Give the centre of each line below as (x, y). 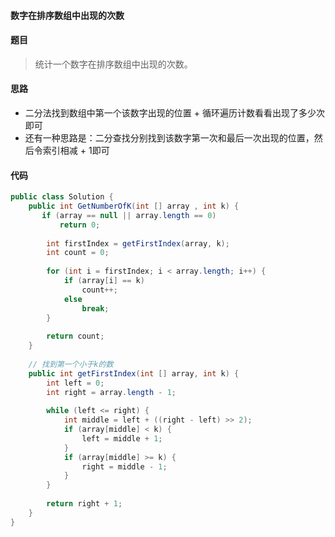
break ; (95, 308)
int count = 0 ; (78, 253)
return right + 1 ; (84, 504)
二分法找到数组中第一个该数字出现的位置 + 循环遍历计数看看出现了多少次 (174, 113)
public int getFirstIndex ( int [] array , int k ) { (134, 373)
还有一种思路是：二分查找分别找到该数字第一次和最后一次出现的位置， (169, 138)
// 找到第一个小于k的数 (71, 364)
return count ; (75, 336)
